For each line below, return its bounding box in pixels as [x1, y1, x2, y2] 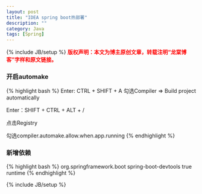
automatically [6, 94, 40, 101]
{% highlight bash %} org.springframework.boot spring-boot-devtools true [6, 163, 192, 170]
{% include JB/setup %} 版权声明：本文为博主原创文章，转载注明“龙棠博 [6, 49, 187, 56]
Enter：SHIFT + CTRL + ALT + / [6, 107, 84, 114]
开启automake [6, 73, 49, 81]
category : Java [6, 25, 45, 32]
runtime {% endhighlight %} [6, 169, 76, 177]
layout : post [6, 8, 39, 15]
